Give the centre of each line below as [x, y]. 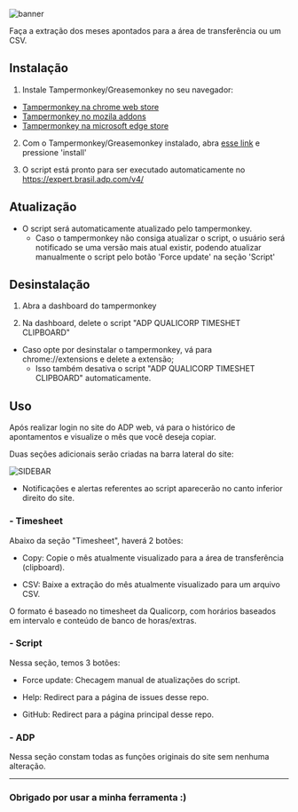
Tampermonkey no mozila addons [84, 116]
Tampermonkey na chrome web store [90, 107]
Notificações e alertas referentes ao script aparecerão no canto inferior [152, 489]
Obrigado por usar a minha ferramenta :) [98, 798]
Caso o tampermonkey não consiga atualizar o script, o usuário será [160, 238]
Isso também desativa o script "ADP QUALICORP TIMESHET [145, 369]
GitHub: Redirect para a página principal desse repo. [118, 714]
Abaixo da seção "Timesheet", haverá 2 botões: [96, 540]
